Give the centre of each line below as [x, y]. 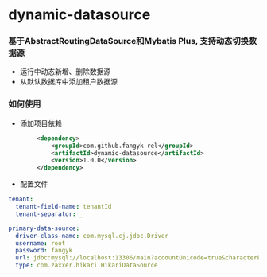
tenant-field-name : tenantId [64, 207]
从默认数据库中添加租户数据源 [68, 82]
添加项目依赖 [41, 123]
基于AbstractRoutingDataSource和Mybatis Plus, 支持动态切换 [128, 41]
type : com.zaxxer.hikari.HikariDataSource [87, 265]
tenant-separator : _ [49, 214]
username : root [41, 243]
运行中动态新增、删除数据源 [65, 72]
